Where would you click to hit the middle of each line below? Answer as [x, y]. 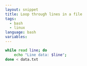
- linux [17, 28]
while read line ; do [26, 50]
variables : [16, 37]
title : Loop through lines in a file [44, 14]
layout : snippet [22, 10]
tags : [11, 19]
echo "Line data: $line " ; [41, 55]
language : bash [21, 32]
